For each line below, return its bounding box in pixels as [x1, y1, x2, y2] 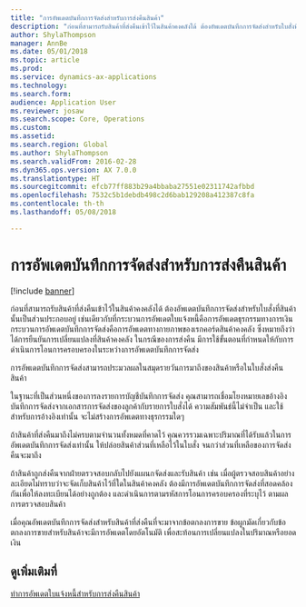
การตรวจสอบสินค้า [10, 498, 66, 509]
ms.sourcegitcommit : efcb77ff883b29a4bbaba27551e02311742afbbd [10, 183, 255, 192]
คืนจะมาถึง [10, 449, 42, 460]
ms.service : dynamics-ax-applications [10, 73, 157, 82]
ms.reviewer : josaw [10, 106, 84, 115]
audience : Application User [10, 97, 117, 107]
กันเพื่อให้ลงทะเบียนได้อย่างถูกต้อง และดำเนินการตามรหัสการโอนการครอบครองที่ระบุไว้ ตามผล [10, 488, 289, 499]
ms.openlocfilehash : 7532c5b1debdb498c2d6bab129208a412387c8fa [10, 191, 255, 200]
